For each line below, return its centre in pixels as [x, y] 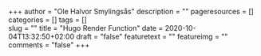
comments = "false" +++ [49, 45]
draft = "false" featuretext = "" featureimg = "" [152, 36]
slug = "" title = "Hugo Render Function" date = [86, 28]
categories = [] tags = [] [48, 20]
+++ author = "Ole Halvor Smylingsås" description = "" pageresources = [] [131, 11]
